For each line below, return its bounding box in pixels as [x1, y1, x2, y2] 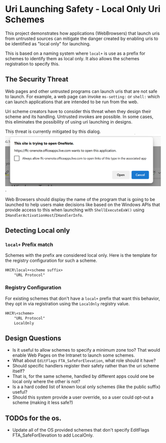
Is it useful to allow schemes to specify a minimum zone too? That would [12, 347, 161, 353]
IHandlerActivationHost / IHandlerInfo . [5, 212, 83, 218]
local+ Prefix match [5, 241, 53, 248]
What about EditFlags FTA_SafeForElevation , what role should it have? [12, 358, 156, 363]
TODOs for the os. [5, 414, 62, 422]
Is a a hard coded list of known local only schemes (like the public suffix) [12, 384, 161, 390]
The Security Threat [5, 75, 69, 83]
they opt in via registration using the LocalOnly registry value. [5, 300, 130, 307]
